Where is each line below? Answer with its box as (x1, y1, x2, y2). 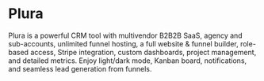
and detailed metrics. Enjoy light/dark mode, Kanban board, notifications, (8, 56, 247, 65)
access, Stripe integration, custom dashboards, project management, (30, 47, 257, 57)
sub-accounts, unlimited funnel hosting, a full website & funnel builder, (8, 39, 239, 48)
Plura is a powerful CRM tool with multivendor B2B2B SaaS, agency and (8, 31, 243, 40)
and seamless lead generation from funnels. (8, 64, 152, 73)
